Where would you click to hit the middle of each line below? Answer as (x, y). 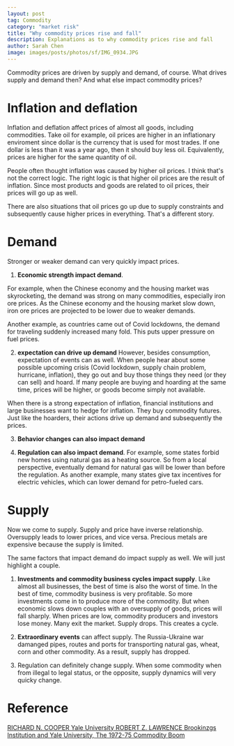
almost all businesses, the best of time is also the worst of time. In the (117, 586)
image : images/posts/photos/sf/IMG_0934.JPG (73, 53)
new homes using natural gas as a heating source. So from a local (112, 460)
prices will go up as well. (42, 193)
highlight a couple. (34, 565)
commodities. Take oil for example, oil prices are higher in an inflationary (111, 135)
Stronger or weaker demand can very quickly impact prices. (93, 261)
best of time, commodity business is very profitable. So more (105, 593)
